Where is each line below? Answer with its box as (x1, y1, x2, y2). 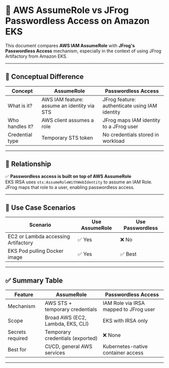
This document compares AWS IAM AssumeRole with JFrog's (5, 42, 135, 48)
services (45, 349, 65, 356)
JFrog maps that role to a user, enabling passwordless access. (5, 184, 135, 190)
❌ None (103, 332, 121, 339)
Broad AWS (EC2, (45, 314, 87, 321)
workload (102, 137, 125, 144)
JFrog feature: (102, 96, 136, 103)
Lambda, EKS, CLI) (45, 320, 89, 327)
